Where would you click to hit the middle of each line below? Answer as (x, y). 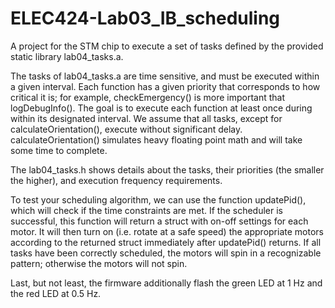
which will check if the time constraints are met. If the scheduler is (146, 210)
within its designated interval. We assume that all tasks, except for (146, 118)
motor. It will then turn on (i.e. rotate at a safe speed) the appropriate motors (167, 231)
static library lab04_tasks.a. (67, 56)
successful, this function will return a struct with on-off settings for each (159, 221)
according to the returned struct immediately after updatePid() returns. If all (166, 242)
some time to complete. (59, 150)
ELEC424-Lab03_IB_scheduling (145, 18)
